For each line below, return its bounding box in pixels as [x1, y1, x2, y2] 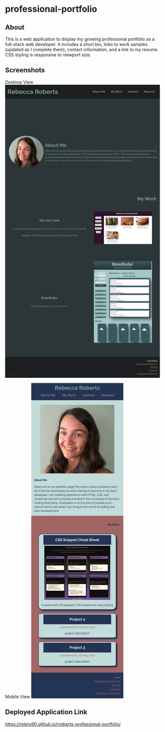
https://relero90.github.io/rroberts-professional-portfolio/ [5, 721, 121, 727]
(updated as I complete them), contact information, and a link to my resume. [5, 47, 159, 52]
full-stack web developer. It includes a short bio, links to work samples [5, 41, 148, 47]
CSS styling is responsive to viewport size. [5, 52, 91, 58]
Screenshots [5, 66, 45, 74]
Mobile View [5, 694, 30, 700]
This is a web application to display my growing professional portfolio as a [5, 36, 155, 42]
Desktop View [5, 79, 33, 85]
